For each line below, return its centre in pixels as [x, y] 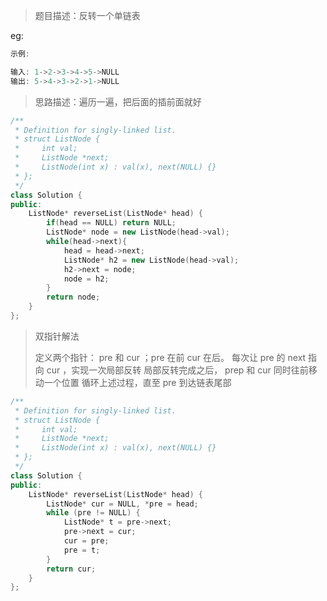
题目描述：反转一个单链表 [87, 15]
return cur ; [71, 569]
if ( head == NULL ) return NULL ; [111, 223]
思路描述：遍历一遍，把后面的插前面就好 [118, 101]
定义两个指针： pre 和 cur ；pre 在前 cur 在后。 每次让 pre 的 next [170, 357]
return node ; [73, 297]
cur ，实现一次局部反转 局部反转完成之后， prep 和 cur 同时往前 [177, 370]
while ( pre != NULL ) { [93, 513]
